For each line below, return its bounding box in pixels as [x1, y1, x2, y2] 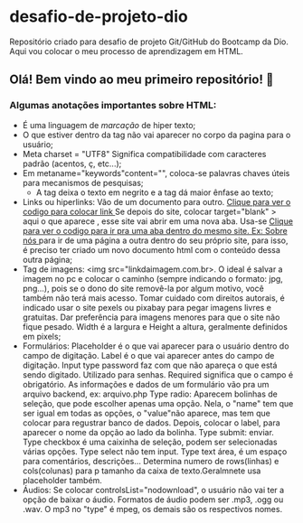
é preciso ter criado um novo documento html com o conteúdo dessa [22, 244, 280, 255]
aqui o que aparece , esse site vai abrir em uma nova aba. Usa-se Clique [22, 215, 294, 227]
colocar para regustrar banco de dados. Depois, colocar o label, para [22, 417, 280, 428]
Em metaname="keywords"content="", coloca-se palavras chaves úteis [22, 167, 290, 178]
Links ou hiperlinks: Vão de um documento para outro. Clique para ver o [22, 196, 291, 207]
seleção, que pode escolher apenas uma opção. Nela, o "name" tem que [22, 397, 294, 408]
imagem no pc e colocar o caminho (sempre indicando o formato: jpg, [22, 273, 283, 284]
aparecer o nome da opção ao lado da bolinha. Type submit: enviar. [22, 426, 274, 437]
